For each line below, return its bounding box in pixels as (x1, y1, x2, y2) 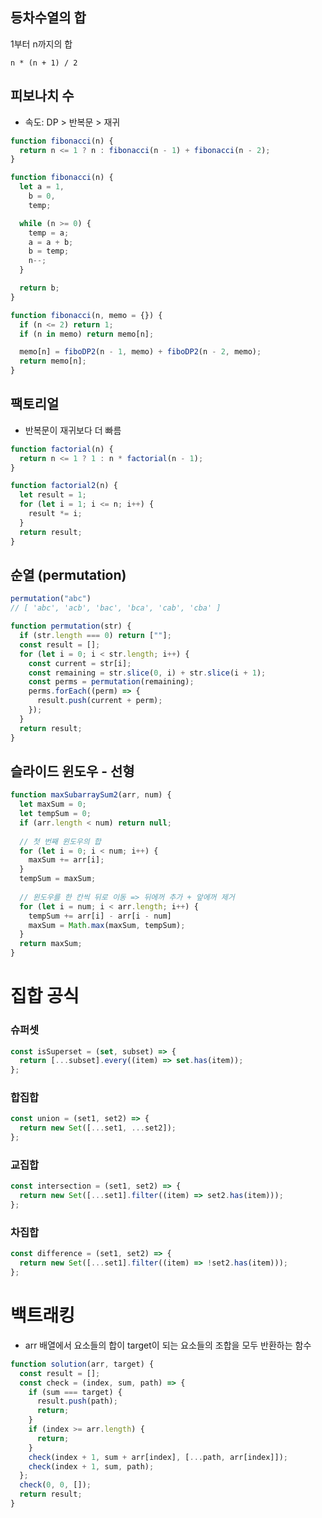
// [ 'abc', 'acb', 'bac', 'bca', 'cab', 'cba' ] (10, 603, 222, 613)
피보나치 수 (10, 88, 75, 105)
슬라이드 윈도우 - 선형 (10, 763, 135, 780)
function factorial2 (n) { (10, 481, 118, 491)
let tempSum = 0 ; (19, 809, 92, 819)
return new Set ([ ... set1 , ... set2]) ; (19, 1123, 177, 1133)
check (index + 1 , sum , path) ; (28, 1461, 155, 1472)
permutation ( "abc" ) (10, 594, 92, 604)
